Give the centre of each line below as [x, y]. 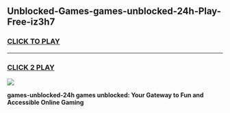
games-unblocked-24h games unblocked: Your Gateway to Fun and [105, 95]
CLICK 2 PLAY [31, 67]
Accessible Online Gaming [46, 102]
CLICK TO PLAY [34, 42]
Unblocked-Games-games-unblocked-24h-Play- [114, 11]
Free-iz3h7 [31, 22]
